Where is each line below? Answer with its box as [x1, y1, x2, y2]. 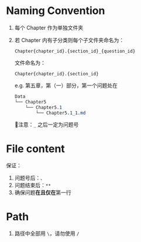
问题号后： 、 [14, 174, 45, 182]
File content [6, 142, 66, 155]
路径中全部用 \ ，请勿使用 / [14, 230, 80, 237]
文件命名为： [14, 59, 46, 66]
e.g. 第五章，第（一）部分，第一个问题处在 [14, 82, 118, 89]
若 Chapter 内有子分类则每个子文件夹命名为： [14, 36, 125, 43]
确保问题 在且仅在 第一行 [14, 189, 71, 196]
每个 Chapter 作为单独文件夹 [14, 24, 84, 31]
